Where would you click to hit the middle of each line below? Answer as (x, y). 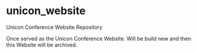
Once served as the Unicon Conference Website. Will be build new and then (99, 38)
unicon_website (46, 11)
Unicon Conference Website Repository (54, 27)
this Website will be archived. (42, 45)
